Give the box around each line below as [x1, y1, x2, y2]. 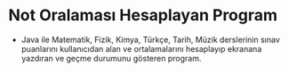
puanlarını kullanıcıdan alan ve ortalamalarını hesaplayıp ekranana [20, 43, 262, 54]
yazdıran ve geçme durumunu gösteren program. [20, 53, 202, 63]
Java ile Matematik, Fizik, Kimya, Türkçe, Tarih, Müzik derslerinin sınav [20, 34, 281, 45]
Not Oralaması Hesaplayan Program [8, 5, 277, 25]
